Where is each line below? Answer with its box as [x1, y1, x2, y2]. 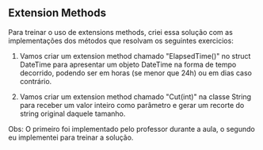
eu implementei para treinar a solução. [8, 133, 134, 142]
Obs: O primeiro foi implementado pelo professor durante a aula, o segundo [8, 124, 255, 133]
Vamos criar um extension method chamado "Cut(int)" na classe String [19, 91, 252, 102]
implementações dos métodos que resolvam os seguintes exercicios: [8, 36, 234, 45]
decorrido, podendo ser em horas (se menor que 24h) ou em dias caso [19, 67, 252, 78]
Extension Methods [8, 6, 107, 20]
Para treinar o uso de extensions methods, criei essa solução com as [8, 27, 234, 37]
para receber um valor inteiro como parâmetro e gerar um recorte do [19, 100, 245, 110]
